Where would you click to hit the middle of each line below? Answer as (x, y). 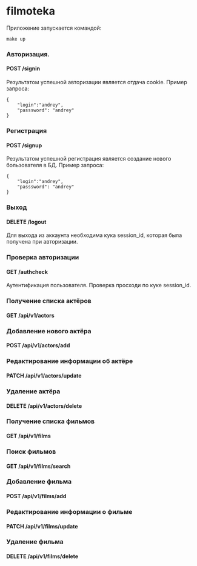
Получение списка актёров (49, 301)
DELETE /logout (26, 222)
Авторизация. (28, 54)
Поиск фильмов (31, 451)
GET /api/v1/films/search (38, 466)
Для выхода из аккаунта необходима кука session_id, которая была (94, 235)
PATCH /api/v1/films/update (42, 526)
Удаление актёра (33, 391)
